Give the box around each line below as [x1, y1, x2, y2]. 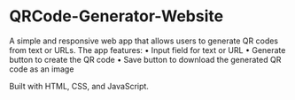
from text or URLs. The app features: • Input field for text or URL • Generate [9, 44, 286, 55]
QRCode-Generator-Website [9, 6, 224, 27]
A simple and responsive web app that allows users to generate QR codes [9, 35, 279, 46]
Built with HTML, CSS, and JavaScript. [9, 81, 149, 91]
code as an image [9, 64, 74, 74]
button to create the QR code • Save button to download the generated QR [9, 54, 282, 65]
